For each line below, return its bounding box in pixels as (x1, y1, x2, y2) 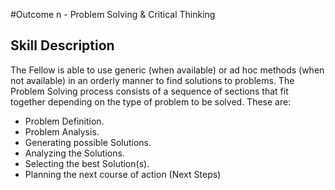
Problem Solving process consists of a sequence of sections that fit (10, 85, 289, 97)
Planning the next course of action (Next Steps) (24, 168, 222, 180)
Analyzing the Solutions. (24, 147, 125, 159)
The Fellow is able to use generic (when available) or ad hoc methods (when (10, 64, 325, 76)
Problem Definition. (24, 115, 105, 127)
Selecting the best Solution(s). (24, 157, 150, 169)
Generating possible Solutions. (24, 136, 152, 148)
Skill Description (10, 37, 115, 54)
